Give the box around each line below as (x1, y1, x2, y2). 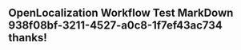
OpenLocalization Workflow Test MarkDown (8, 6, 234, 20)
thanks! (8, 31, 48, 44)
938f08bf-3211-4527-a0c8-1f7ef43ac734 (8, 19, 223, 33)
